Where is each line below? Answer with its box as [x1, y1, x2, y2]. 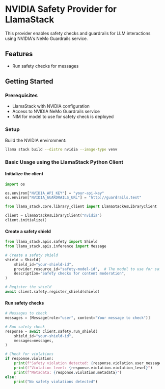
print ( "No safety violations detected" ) [14, 379, 98, 384]
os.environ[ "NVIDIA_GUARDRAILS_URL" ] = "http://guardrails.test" [5, 195, 141, 200]
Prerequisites [5, 92, 38, 99]
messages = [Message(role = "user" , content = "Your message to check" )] [5, 315, 151, 320]
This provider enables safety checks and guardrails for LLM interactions [5, 30, 151, 36]
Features [5, 50, 33, 58]
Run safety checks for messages [12, 63, 79, 69]
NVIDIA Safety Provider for [5, 3, 117, 15]
